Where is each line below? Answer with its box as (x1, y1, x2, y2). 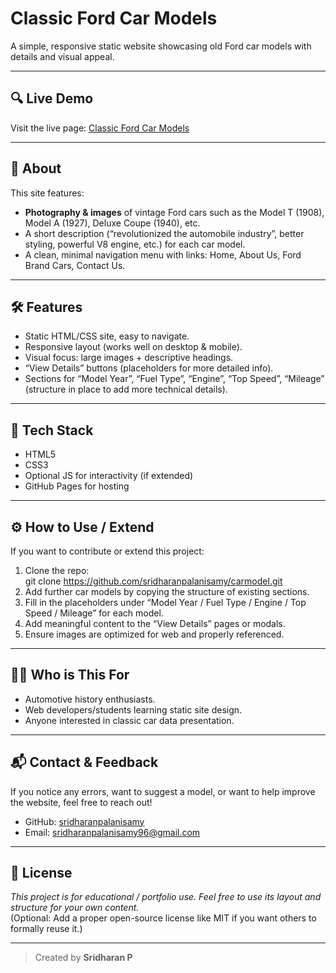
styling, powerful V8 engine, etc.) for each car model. (24, 238, 246, 250)
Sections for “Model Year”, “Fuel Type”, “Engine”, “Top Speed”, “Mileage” (24, 373, 325, 385)
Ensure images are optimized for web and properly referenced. (24, 628, 285, 640)
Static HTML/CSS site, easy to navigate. (24, 330, 190, 342)
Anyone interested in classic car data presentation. (24, 714, 235, 726)
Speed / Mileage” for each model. (24, 607, 164, 619)
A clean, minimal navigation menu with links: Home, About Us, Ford (24, 248, 302, 261)
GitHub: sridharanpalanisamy (24, 815, 145, 827)
